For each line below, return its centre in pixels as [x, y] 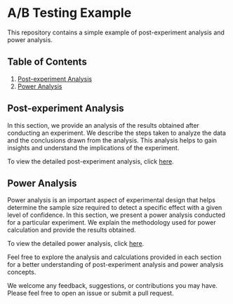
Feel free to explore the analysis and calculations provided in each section [114, 257]
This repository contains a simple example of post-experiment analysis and [116, 32]
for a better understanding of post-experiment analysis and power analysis [115, 265]
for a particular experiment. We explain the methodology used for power [112, 223]
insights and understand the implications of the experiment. [93, 147]
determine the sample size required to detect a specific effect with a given [115, 208]
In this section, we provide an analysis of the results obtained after [104, 125]
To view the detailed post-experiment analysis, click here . [91, 161]
